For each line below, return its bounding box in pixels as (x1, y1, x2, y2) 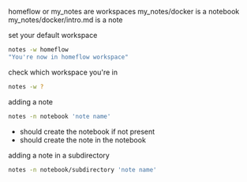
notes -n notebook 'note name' (8, 112, 111, 120)
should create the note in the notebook (19, 135, 146, 145)
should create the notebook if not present (19, 127, 155, 136)
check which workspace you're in (8, 67, 118, 77)
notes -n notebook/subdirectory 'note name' (8, 165, 157, 173)
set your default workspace (8, 31, 98, 40)
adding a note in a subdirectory (8, 150, 110, 160)
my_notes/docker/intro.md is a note (8, 15, 123, 25)
